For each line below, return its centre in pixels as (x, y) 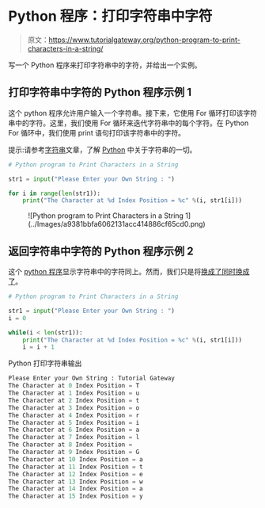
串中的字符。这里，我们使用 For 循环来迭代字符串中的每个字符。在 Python (129, 123)
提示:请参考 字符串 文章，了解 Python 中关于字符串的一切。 (102, 149)
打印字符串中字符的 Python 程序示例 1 (100, 92)
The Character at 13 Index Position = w (76, 481)
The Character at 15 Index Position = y (76, 496)
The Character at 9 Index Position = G (74, 453)
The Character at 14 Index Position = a (76, 489)
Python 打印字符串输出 (45, 363)
